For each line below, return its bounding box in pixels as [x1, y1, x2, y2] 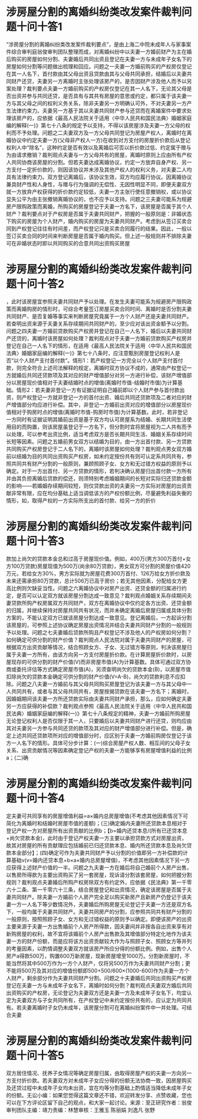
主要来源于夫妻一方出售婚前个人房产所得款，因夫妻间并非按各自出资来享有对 [6, 923, 192, 930]
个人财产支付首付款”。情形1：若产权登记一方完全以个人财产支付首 [18, 357, 179, 364]
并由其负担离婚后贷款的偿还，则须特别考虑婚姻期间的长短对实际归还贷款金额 [6, 475, 192, 482]
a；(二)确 [6, 754, 29, 761]
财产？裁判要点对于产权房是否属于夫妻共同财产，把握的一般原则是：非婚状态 [6, 210, 192, 217]
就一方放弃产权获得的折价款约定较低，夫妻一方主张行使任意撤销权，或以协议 [6, 188, 192, 195]
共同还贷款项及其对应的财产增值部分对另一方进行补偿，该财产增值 [26, 371, 187, 379]
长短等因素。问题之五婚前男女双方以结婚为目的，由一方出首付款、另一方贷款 [6, 437, 192, 445]
